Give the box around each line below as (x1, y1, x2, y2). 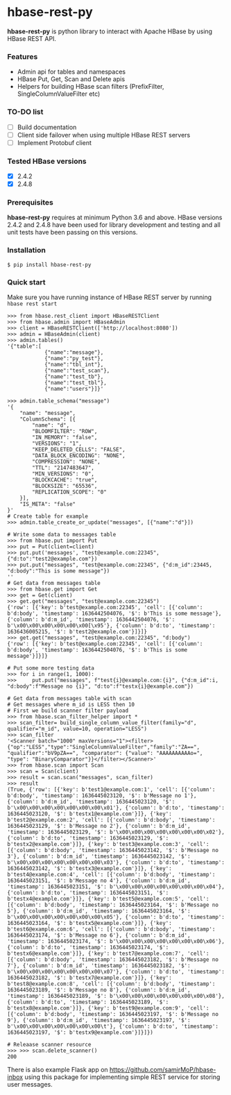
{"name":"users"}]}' (44, 386, 104, 393)
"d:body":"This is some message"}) (7, 568, 110, 575)
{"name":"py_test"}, (44, 355, 104, 362)
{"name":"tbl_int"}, (44, 362, 104, 368)
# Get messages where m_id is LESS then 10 (7, 702, 135, 708)
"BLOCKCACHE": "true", (32, 477, 98, 484)
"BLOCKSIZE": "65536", (32, 483, 98, 490)
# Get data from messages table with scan (7, 695, 132, 702)
